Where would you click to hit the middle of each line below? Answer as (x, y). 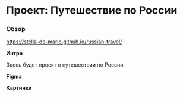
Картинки (19, 88)
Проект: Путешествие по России (92, 10)
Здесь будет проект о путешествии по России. (66, 65)
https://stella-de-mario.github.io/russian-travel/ (64, 42)
